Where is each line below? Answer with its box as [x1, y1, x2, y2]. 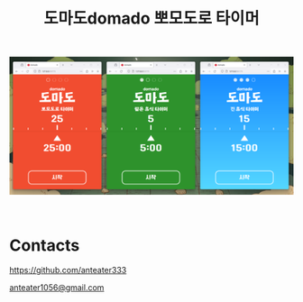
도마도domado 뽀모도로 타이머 [43, 8, 260, 29]
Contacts [9, 235, 80, 255]
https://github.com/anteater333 [9, 265, 127, 276]
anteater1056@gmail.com [9, 282, 105, 293]
